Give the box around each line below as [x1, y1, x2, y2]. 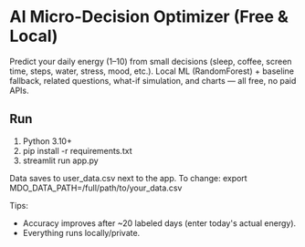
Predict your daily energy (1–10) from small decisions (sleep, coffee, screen [9, 56, 292, 67]
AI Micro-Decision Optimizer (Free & [9, 6, 289, 27]
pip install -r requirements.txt [22, 145, 132, 156]
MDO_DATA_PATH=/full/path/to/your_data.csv [9, 182, 183, 193]
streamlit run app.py [22, 155, 99, 166]
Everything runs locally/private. [22, 227, 141, 238]
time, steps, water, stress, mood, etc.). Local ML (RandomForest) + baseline [9, 66, 295, 77]
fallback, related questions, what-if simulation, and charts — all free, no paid [9, 75, 297, 86]
